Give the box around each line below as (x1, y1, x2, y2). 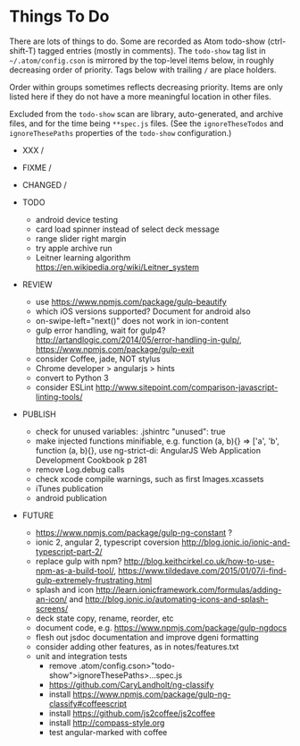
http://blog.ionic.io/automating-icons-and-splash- (84, 593, 269, 605)
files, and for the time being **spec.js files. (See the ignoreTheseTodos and (9, 118, 284, 129)
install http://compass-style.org (48, 717, 165, 728)
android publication (35, 492, 107, 503)
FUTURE (21, 510, 54, 521)
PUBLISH (21, 409, 56, 420)
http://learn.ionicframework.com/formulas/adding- (96, 584, 282, 595)
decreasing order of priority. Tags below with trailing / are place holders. (9, 64, 277, 75)
